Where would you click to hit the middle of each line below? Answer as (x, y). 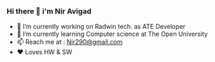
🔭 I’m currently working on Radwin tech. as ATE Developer (101, 27)
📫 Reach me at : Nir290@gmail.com (70, 42)
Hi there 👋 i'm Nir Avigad (49, 11)
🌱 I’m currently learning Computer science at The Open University (112, 34)
